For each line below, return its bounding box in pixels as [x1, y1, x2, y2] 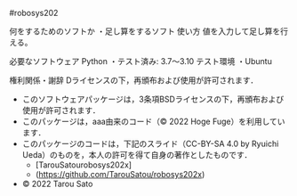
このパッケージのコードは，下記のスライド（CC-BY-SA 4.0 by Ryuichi [21, 138, 279, 149]
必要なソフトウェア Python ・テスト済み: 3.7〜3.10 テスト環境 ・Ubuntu [9, 56, 273, 66]
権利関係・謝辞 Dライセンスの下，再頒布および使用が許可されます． [9, 75, 259, 86]
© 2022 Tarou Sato [21, 178, 93, 189]
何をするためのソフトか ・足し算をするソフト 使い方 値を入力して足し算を [9, 26, 281, 37]
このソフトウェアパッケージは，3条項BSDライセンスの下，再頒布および [21, 94, 285, 104]
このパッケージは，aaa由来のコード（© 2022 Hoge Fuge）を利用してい [21, 116, 286, 127]
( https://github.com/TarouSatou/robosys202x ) [35, 169, 205, 179]
